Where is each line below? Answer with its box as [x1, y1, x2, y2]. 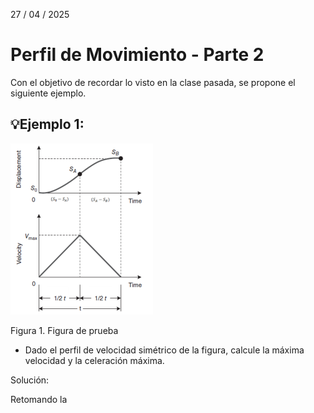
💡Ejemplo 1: [10, 116, 85, 133]
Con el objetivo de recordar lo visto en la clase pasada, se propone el [10, 76, 296, 88]
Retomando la [10, 393, 68, 405]
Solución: [10, 374, 50, 386]
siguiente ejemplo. [10, 87, 87, 99]
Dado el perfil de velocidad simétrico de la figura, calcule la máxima [24, 344, 305, 356]
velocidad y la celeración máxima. [24, 354, 165, 366]
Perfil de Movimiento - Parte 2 [10, 44, 265, 66]
